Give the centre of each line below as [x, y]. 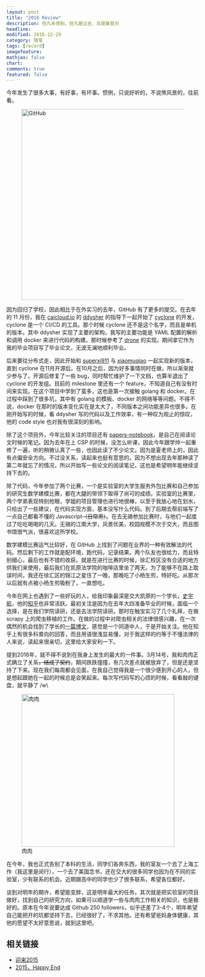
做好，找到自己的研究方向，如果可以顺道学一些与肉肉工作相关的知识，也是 [100, 900]
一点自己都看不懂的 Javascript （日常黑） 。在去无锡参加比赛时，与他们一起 [99, 516]
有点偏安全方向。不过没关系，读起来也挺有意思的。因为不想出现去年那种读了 [103, 458]
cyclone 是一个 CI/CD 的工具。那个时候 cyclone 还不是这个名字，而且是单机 [102, 325]
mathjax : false [26, 57]
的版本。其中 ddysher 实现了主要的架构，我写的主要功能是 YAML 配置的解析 [102, 332]
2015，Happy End [38, 968]
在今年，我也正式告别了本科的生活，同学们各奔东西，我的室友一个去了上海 [100, 864]
